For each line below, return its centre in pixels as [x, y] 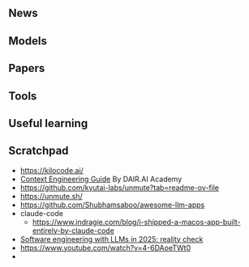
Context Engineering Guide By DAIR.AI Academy [101, 179]
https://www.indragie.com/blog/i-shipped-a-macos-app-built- [136, 222]
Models [28, 41]
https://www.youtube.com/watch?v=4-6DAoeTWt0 [105, 248]
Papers [27, 68]
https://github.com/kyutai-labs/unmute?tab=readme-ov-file [120, 187]
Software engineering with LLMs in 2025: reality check [112, 239]
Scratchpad [39, 151]
